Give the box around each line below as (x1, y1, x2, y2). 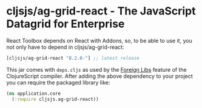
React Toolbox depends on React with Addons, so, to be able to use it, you (6, 37, 192, 44)
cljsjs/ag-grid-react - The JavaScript (6, 4, 196, 18)
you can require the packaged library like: (6, 78, 110, 86)
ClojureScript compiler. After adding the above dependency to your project (6, 72, 193, 80)
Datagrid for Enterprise (6, 17, 125, 31)
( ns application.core (6, 91, 61, 97)
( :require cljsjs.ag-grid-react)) (12, 96, 99, 102)
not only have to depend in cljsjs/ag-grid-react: (6, 43, 124, 51)
